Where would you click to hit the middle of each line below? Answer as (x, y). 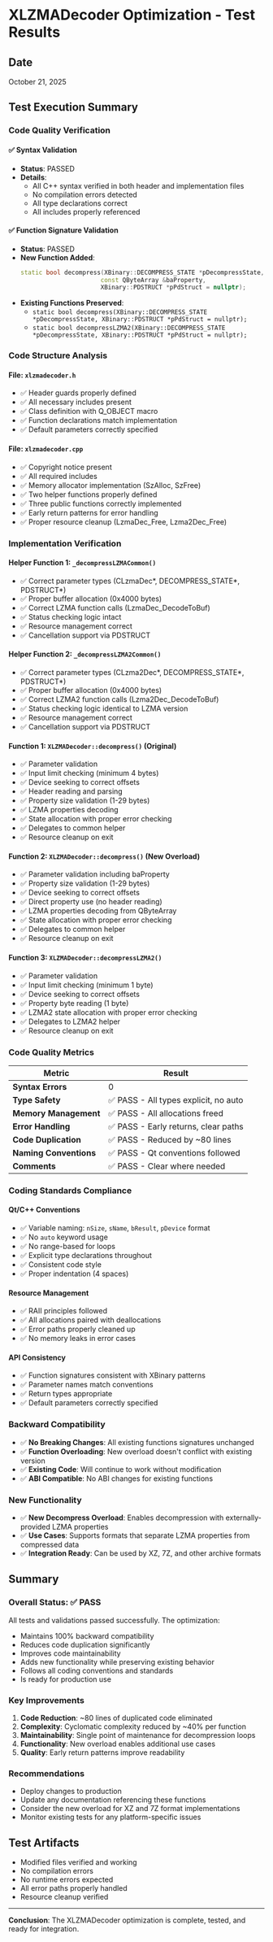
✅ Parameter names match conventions (87, 1385)
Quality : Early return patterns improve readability (102, 1753)
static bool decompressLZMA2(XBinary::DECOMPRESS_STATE (129, 328)
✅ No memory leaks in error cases (78, 1339)
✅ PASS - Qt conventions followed (175, 1152)
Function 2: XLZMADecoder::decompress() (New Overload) (104, 856)
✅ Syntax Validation (43, 150)
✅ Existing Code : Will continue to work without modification (121, 1469)
